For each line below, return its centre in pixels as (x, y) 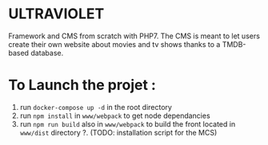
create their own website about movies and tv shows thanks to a (114, 44)
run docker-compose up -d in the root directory (96, 107)
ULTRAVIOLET (56, 14)
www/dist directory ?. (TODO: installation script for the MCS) (118, 132)
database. (47, 53)
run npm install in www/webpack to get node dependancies (115, 116)
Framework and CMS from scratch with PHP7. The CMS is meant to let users (134, 36)
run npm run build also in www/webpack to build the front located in (128, 123)
